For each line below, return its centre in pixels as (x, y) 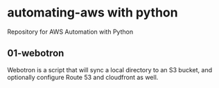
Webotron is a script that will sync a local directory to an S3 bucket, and (110, 69)
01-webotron (36, 53)
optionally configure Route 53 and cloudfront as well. (83, 77)
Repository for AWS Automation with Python (70, 32)
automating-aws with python (93, 13)
